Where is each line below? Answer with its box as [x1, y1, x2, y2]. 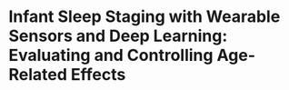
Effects [70, 65, 126, 85]
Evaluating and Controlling [8, 45, 214, 65]
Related [8, 65, 67, 85]
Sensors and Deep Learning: [8, 25, 228, 46]
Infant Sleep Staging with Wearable [8, 6, 281, 27]
